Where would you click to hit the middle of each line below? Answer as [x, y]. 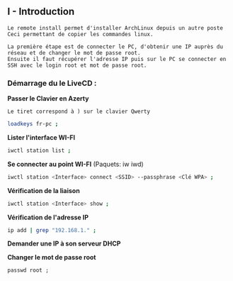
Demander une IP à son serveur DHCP [64, 243]
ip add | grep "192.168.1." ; [52, 230]
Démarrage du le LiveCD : [52, 83]
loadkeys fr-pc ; [33, 124]
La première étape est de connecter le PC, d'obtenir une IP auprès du [115, 46]
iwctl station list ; [39, 150]
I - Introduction [41, 12]
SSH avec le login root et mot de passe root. [77, 65]
